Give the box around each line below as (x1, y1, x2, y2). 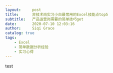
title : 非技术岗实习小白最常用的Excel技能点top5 (5, 12, 108, 17)
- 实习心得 (14, 49, 34, 54)
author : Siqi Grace (5, 26, 55, 31)
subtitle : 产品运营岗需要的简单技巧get (5, 16, 84, 21)
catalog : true (5, 30, 35, 35)
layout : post (5, 7, 41, 12)
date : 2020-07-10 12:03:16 (5, 21, 75, 26)
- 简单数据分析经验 (14, 44, 49, 49)
